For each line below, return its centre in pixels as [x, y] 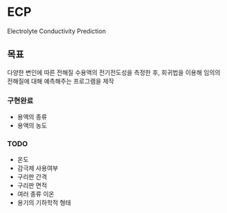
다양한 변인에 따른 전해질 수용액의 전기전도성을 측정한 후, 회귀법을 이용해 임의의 [114, 72]
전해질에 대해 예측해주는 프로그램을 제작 [61, 81]
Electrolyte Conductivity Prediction [57, 31]
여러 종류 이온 [36, 194]
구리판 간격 [32, 177]
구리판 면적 [32, 185]
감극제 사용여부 [38, 168]
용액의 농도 [32, 125]
